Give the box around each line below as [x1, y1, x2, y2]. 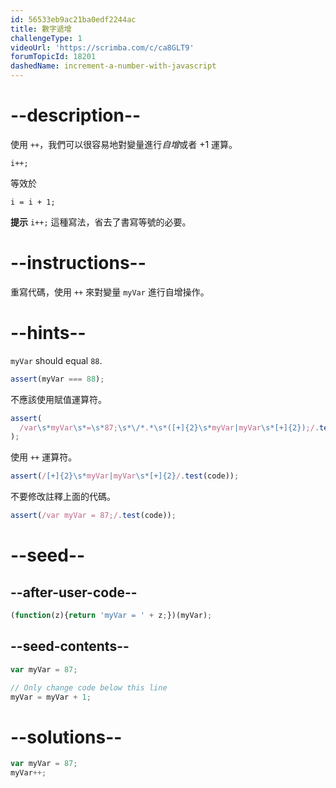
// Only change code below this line [10, 682, 168, 693]
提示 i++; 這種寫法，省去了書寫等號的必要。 [10, 216, 192, 228]
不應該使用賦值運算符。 [10, 393, 107, 405]
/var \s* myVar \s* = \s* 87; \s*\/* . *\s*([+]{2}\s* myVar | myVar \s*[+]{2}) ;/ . [19, 422, 320, 433]
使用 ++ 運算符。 [10, 451, 78, 463]
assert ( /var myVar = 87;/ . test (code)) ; [10, 511, 177, 521]
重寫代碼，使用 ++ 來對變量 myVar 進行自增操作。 [10, 286, 210, 298]
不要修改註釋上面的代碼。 [10, 491, 116, 503]
